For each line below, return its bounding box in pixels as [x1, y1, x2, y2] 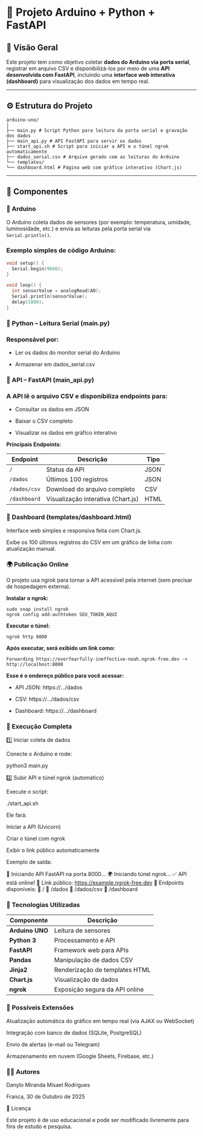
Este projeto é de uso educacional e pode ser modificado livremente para [6, 1117, 189, 1124]
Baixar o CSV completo [14, 417, 73, 425]
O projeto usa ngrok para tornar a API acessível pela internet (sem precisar [6, 576, 193, 583]
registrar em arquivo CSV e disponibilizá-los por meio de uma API [6, 65, 170, 72]
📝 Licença [6, 1105, 31, 1112]
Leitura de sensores [54, 926, 111, 935]
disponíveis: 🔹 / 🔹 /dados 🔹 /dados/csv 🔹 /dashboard [6, 886, 138, 893]
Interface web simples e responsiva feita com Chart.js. [6, 527, 142, 534]
